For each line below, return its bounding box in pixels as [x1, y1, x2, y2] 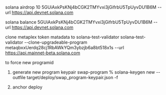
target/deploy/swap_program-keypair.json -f [26, 75, 118, 80]
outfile [12, 75, 26, 80]
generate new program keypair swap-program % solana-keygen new [12, 69, 155, 75]
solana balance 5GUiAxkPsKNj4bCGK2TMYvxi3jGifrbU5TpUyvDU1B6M [5, 19, 152, 25]
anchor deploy [12, 84, 42, 90]
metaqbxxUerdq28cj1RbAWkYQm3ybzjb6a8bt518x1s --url [5, 45, 124, 50]
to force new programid [5, 60, 54, 65]
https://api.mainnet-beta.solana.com [5, 50, 80, 56]
